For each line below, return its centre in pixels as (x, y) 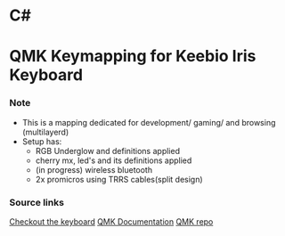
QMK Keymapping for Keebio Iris (133, 57)
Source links (37, 202)
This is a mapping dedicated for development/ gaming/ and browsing (149, 122)
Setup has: (42, 141)
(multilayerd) (45, 132)
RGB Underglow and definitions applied (108, 151)
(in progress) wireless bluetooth (94, 169)
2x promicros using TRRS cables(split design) (119, 179)
